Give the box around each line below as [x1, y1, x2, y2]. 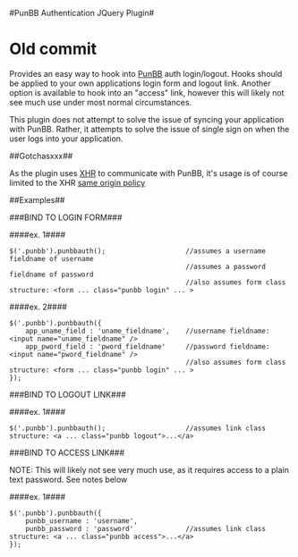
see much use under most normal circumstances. [9, 97, 192, 107]
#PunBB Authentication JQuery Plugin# [9, 8, 155, 18]
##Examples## [9, 194, 65, 205]
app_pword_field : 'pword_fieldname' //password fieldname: [25, 342, 270, 351]
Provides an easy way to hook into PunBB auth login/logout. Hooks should [9, 68, 283, 79]
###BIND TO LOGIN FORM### [9, 212, 123, 223]
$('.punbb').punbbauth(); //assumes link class [9, 424, 267, 433]
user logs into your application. [9, 133, 123, 144]
